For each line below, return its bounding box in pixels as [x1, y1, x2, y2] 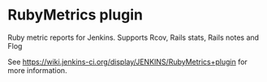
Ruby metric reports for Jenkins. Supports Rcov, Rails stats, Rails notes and [7, 32, 260, 42]
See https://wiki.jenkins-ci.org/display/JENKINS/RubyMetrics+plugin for [7, 57, 248, 67]
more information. [7, 65, 67, 75]
